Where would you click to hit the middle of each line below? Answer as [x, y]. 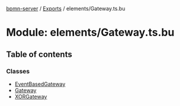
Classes [18, 71]
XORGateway [31, 97]
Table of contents [39, 54]
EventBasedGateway [40, 84]
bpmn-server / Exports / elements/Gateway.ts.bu [66, 9]
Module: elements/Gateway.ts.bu [90, 33]
